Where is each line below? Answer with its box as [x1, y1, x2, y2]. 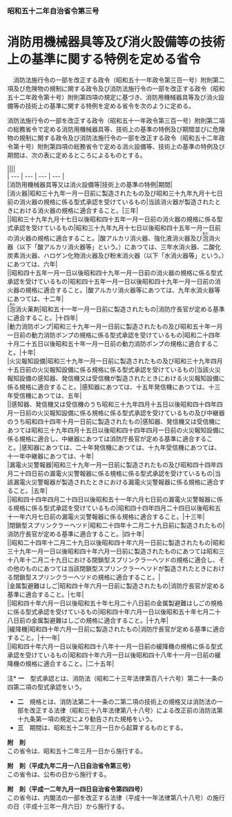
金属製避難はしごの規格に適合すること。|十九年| [30, 616, 169, 624]
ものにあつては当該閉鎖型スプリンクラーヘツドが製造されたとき [25, 564, 207, 572]
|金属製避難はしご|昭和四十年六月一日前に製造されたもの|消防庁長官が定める [7, 581, 225, 589]
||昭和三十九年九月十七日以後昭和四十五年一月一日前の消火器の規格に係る [7, 214, 217, 223]
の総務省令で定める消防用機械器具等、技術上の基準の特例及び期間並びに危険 [7, 125, 225, 133]
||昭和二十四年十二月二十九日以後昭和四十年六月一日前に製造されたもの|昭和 [7, 538, 225, 547]
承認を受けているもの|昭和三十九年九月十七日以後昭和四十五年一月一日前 [12, 223, 221, 232]
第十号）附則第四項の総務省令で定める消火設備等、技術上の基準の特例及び [12, 142, 225, 150]
